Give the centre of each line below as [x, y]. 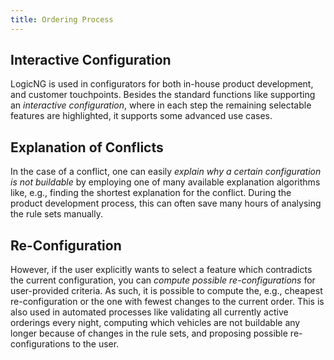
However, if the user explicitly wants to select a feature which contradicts [161, 270]
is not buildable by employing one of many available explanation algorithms [165, 182]
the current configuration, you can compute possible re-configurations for [163, 280]
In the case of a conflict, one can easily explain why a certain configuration [166, 172]
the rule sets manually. [56, 214]
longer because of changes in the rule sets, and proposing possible [149, 333]
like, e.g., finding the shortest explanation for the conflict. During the [151, 193]
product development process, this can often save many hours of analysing [166, 203]
